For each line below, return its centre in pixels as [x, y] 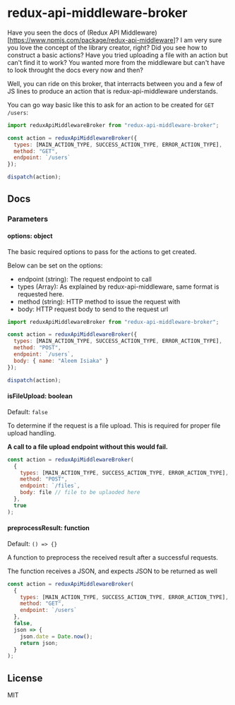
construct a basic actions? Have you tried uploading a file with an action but [117, 55]
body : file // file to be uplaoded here [80, 493]
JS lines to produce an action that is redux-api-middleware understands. [113, 91]
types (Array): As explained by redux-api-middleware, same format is [118, 287]
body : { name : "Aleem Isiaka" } [61, 361]
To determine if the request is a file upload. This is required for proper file [114, 426]
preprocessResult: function [49, 528]
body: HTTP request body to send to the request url [93, 309]
